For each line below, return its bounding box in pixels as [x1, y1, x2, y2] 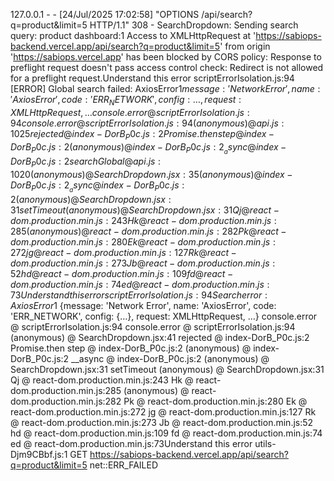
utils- [254, 437, 277, 449]
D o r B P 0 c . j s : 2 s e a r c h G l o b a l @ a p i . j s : [10, 155, 162, 169]
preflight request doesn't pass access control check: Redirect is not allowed [10, 62, 324, 73]
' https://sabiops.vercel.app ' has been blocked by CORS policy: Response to [10, 51, 322, 63]
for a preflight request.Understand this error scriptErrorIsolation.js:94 [10, 72, 295, 84]
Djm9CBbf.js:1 [10, 448, 68, 460]
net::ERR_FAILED [89, 459, 159, 471]
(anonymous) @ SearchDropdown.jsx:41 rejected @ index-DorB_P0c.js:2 [10, 331, 310, 343]
